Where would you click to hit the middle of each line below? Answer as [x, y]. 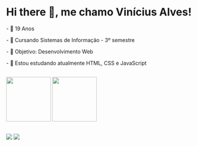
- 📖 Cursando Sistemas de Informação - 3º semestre [71, 40]
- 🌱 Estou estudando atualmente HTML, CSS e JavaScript [77, 63]
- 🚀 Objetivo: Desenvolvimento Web [50, 51]
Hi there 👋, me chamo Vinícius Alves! [99, 12]
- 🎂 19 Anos [20, 28]
